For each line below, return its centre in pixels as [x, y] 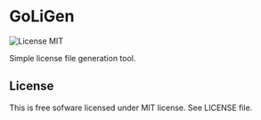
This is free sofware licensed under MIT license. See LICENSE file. [131, 108]
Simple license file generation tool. [73, 58]
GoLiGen [42, 16]
